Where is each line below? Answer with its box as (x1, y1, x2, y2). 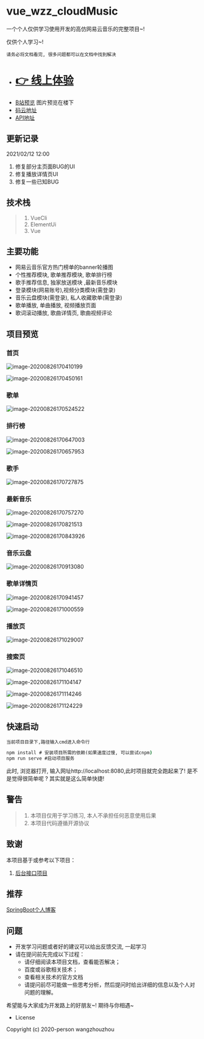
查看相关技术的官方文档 (24, 974, 83, 981)
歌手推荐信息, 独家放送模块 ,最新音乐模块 (15, 279, 118, 286)
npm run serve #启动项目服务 (6, 755, 75, 762)
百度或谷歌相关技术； (24, 966, 78, 973)
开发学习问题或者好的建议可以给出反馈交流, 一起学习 (15, 943, 147, 951)
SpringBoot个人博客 (6, 906, 56, 913)
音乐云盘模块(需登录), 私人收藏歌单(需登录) (15, 294, 123, 301)
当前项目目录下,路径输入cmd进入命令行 (6, 739, 90, 745)
